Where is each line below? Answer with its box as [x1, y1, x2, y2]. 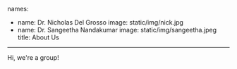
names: [7, 5, 29, 13]
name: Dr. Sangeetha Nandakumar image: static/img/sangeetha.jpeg [17, 26, 217, 34]
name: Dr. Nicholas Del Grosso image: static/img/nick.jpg [17, 18, 183, 26]
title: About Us [17, 33, 60, 42]
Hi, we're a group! [7, 54, 59, 61]
